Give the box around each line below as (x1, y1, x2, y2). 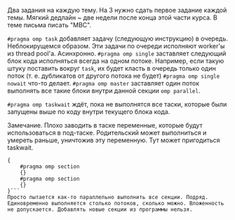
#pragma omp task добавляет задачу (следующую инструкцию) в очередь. (7, 34, 228, 43)
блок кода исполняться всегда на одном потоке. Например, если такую (7, 57, 224, 65)
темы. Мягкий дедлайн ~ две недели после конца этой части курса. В (7, 13, 217, 22)
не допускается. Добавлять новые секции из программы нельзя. (7, 206, 193, 213)
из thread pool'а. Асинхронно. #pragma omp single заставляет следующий (7, 49, 227, 57)
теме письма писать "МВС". (7, 21, 92, 29)
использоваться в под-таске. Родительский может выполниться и (7, 129, 207, 137)
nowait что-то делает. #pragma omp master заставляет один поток (7, 79, 200, 87)
